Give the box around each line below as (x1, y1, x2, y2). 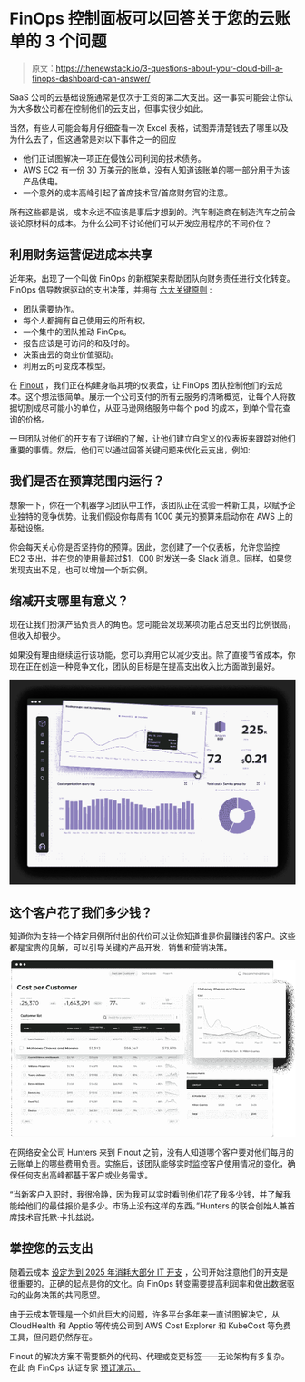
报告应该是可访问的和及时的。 (22, 337, 134, 348)
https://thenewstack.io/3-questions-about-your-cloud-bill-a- (55, 63, 284, 74)
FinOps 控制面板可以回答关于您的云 (9, 8, 275, 29)
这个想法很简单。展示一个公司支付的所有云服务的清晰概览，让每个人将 (25, 391, 288, 402)
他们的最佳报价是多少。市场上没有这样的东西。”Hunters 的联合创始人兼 (25, 1200, 288, 1211)
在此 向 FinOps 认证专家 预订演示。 (9, 1362, 141, 1373)
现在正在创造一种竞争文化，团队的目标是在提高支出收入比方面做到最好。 (9, 661, 280, 672)
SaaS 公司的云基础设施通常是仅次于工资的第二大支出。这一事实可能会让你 (9, 92, 286, 103)
